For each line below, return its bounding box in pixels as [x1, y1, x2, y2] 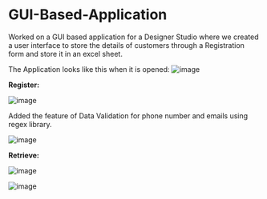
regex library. [8, 119, 52, 129]
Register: [8, 80, 40, 90]
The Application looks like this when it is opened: [8, 64, 170, 74]
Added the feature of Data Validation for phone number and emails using [8, 110, 249, 121]
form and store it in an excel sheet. [8, 49, 123, 58]
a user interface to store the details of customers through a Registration [8, 40, 245, 50]
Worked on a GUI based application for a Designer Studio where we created [8, 32, 259, 42]
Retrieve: [8, 150, 40, 160]
